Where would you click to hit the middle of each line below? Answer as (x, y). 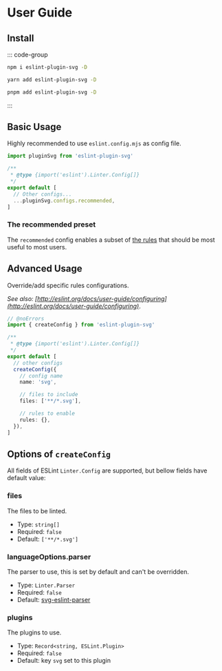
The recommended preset (52, 225)
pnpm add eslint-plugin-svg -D (52, 92)
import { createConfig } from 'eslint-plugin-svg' (81, 325)
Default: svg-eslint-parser (54, 599)
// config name (41, 376)
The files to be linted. (37, 510)
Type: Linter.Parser (46, 585)
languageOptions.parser (49, 557)
